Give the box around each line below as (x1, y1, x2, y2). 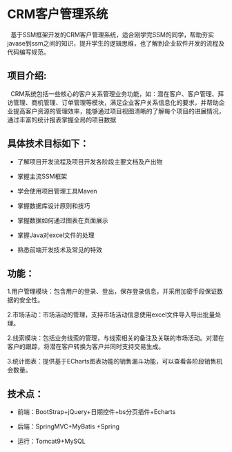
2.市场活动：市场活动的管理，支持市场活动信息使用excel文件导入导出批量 (7, 310, 215, 319)
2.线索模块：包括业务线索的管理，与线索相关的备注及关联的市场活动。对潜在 (7, 334, 224, 342)
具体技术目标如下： (7, 138, 89, 149)
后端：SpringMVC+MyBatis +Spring (17, 422, 119, 431)
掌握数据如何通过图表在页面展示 (17, 216, 108, 225)
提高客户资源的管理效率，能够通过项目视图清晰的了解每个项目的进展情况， (12, 106, 225, 115)
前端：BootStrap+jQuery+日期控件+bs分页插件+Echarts (17, 408, 176, 416)
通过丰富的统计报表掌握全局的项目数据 (7, 115, 116, 124)
